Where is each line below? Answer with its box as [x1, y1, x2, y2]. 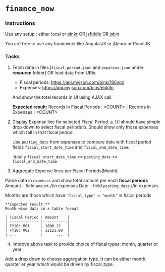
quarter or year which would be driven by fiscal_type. [5, 261, 114, 267]
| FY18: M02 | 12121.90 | [5, 228, 70, 233]
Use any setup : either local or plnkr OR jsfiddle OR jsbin [5, 31, 120, 37]
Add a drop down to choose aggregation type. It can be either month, [5, 256, 147, 262]
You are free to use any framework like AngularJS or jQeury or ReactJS [5, 41, 150, 47]
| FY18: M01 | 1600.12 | [5, 223, 70, 228]
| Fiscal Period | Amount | [5, 215, 70, 220]
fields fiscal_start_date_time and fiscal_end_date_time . [12, 144, 130, 150]
